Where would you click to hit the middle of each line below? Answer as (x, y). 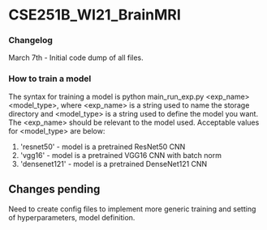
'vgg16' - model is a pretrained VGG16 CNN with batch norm (121, 155)
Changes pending (54, 189)
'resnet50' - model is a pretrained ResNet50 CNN (103, 147)
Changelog (30, 40)
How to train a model (50, 79)
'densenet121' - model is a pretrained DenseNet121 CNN (114, 164)
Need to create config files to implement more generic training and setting (132, 209)
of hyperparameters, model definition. (72, 217)
